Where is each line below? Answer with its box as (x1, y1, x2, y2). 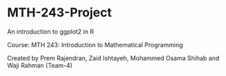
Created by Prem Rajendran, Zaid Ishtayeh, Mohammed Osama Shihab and (7, 53, 220, 62)
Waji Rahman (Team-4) (7, 61, 73, 69)
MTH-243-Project (7, 5, 112, 21)
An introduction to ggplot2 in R (7, 27, 94, 36)
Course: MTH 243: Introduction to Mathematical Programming (7, 40, 183, 49)
